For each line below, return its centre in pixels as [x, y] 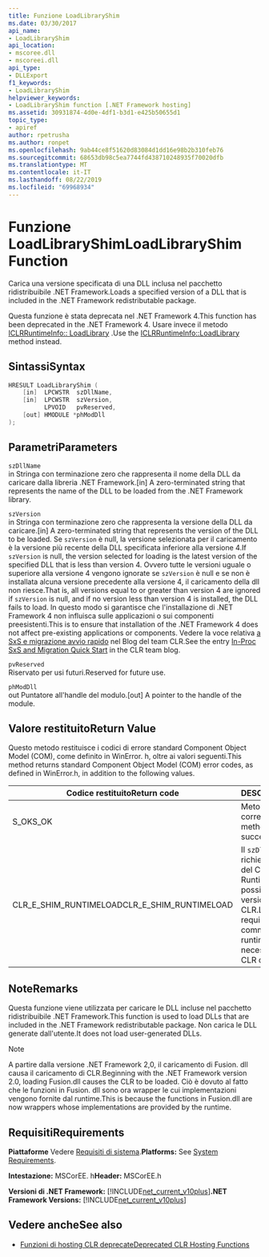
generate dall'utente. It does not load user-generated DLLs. [105, 1034]
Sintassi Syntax [47, 367]
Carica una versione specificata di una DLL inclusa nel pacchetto [115, 283]
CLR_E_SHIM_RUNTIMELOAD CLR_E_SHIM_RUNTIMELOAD [123, 905]
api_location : [32, 46]
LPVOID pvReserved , [80, 408]
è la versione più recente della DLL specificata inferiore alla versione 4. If [127, 547]
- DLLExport [28, 75]
